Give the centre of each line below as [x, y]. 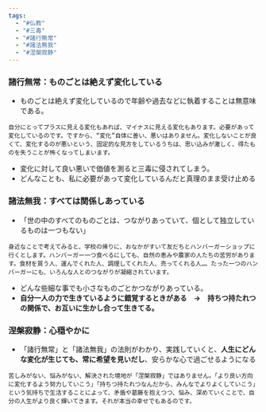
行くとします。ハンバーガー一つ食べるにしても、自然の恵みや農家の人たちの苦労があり [129, 255]
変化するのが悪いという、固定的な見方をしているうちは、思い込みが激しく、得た [137, 144]
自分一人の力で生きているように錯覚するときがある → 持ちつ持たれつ [138, 298]
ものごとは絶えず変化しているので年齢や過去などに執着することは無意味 [138, 101]
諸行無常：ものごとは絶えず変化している [85, 82]
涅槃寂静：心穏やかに [49, 330]
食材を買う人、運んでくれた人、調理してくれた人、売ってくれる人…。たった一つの [133, 264]
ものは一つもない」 [58, 230]
